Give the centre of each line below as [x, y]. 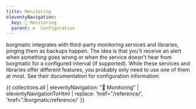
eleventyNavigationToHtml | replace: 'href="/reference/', [75, 94]
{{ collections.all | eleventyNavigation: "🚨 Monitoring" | [73, 87]
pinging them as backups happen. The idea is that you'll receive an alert [94, 51]
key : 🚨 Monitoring [34, 22]
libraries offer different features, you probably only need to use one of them [98, 70]
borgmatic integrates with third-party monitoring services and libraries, [92, 45]
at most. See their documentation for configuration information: [83, 76]
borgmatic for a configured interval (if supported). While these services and [98, 64]
